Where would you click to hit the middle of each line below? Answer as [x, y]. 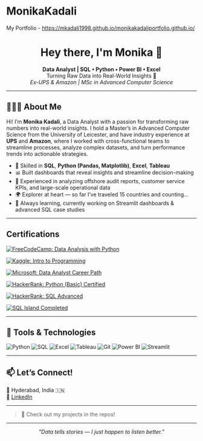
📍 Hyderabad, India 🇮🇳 [36, 390]
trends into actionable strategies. [47, 153]
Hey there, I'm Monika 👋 [101, 52]
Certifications [33, 234]
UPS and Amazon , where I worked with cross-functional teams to [88, 141]
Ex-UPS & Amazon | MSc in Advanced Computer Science [101, 82]
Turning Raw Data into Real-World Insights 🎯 [101, 76]
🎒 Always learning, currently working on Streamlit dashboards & [94, 203]
